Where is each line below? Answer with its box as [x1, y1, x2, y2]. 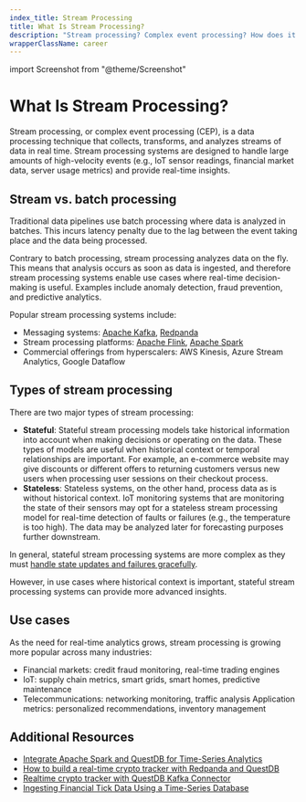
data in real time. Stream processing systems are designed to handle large [9, 145, 290, 156]
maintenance [22, 683, 72, 694]
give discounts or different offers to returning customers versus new [22, 463, 280, 474]
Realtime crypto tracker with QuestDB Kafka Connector [22, 773, 231, 784]
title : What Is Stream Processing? [9, 22, 145, 31]
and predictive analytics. [9, 291, 102, 302]
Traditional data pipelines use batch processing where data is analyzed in [9, 216, 286, 227]
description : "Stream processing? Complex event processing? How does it [9, 30, 297, 39]
